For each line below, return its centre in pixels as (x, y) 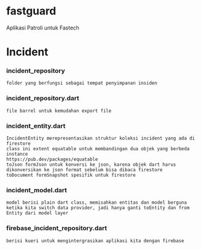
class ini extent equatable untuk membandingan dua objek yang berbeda (98, 149)
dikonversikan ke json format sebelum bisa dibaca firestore (85, 170)
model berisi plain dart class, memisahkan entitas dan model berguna (97, 203)
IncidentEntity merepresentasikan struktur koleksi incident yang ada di (101, 139)
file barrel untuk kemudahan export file (59, 111)
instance (17, 154)
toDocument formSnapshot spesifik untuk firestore (71, 175)
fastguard (31, 11)
